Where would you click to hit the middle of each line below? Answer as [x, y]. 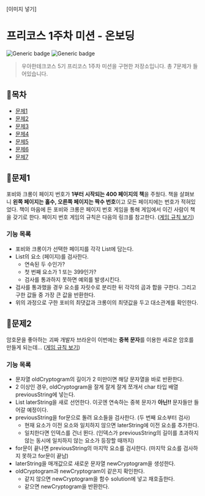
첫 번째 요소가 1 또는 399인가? [60, 272]
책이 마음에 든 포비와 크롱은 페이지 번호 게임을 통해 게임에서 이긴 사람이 [104, 209]
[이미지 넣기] [21, 9]
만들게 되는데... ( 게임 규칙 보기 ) [43, 347]
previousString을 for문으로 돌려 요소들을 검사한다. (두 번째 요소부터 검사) [103, 417]
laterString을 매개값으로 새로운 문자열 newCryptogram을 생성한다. [95, 463]
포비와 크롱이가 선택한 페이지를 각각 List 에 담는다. [74, 249]
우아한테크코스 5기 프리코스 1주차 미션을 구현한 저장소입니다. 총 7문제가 [106, 66]
